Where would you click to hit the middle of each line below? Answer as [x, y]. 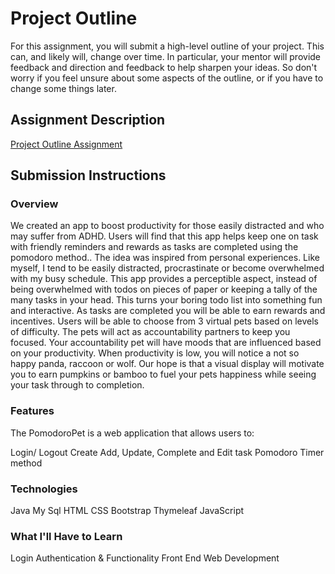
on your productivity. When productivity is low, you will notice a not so [155, 353]
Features [32, 411]
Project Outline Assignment [66, 144]
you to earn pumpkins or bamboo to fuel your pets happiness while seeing [163, 374]
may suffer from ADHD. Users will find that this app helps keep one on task [164, 236]
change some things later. [63, 88]
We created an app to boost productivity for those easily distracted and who [167, 226]
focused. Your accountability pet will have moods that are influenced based [166, 343]
